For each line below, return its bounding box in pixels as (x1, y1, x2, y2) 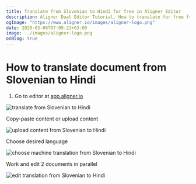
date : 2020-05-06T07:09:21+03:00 (6, 25, 87, 31)
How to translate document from (6, 61, 167, 74)
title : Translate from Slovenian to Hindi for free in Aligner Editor (6, 8, 181, 15)
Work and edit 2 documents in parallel (6, 160, 97, 167)
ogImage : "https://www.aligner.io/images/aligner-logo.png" (6, 19, 156, 25)
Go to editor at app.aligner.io (14, 92, 83, 99)
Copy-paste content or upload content (6, 115, 99, 122)
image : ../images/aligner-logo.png (6, 30, 93, 36)
